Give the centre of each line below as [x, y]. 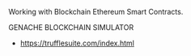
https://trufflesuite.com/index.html [77, 43]
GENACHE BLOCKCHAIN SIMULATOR [71, 27]
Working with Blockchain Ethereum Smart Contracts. [96, 12]
